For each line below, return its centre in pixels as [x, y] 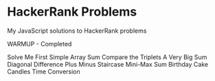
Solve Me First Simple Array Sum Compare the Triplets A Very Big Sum [107, 57]
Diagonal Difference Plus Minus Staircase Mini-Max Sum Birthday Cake [107, 64]
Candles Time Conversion [44, 71]
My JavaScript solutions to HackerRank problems [77, 31]
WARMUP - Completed [39, 44]
